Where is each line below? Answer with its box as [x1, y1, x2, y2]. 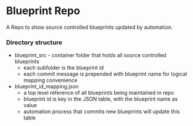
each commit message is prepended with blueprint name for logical [23, 71, 187, 78]
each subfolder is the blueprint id [23, 64, 104, 71]
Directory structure [6, 38, 63, 47]
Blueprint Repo [6, 4, 81, 18]
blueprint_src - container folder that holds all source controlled [14, 52, 167, 59]
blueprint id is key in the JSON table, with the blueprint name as [23, 95, 178, 102]
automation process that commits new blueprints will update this [23, 108, 180, 115]
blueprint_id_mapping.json [14, 83, 79, 90]
